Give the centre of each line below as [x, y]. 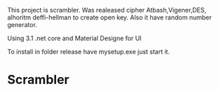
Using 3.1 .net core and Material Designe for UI [74, 38]
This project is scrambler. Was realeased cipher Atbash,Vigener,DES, [107, 10]
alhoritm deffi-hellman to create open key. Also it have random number [109, 17]
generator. [22, 25]
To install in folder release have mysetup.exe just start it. [89, 52]
